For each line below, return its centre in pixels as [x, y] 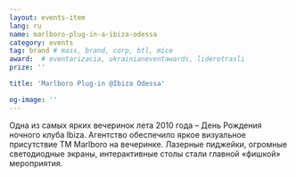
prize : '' [28, 68]
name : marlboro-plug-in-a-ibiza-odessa [83, 34]
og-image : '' [33, 99]
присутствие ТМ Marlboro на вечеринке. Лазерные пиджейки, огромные [148, 144]
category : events [41, 42]
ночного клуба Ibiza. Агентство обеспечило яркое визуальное [128, 134]
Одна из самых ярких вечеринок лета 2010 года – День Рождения [136, 125]
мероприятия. [36, 163]
